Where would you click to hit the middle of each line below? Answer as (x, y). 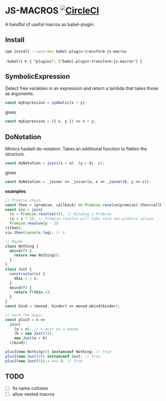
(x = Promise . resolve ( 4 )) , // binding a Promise (61, 214)
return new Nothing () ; (37, 256)
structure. (15, 154)
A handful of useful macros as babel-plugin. (50, 24)
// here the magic (24, 315)
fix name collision (30, 388)
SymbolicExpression (38, 77)
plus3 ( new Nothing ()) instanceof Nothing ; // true (58, 352)
